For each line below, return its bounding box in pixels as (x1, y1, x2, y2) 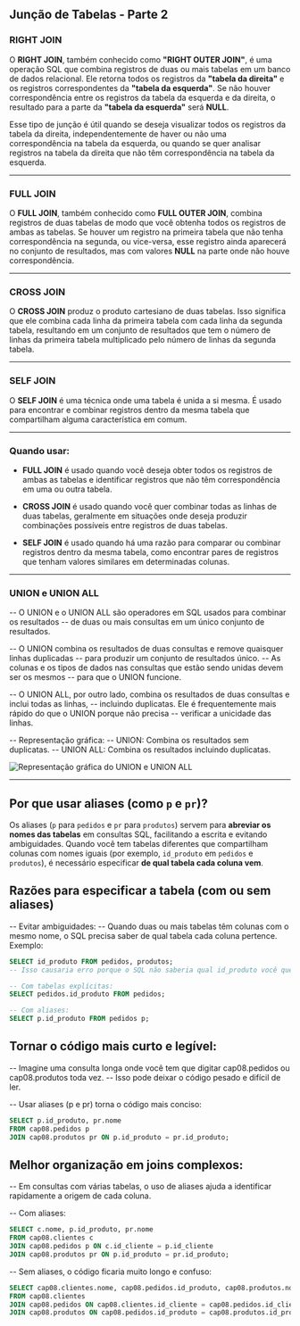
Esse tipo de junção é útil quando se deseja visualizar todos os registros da (9, 119, 287, 129)
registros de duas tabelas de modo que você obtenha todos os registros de (9, 217, 287, 228)
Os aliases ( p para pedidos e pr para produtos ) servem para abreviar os (9, 819, 271, 830)
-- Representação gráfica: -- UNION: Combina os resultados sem (9, 735, 249, 746)
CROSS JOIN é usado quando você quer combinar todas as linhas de (21, 501, 278, 511)
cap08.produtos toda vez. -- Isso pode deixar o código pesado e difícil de (9, 1072, 281, 1082)
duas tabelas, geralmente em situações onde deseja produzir (21, 510, 248, 521)
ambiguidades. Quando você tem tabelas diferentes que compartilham (9, 838, 269, 849)
